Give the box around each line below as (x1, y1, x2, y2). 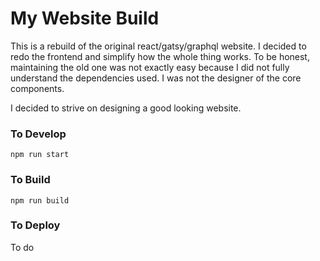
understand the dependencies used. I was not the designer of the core (10, 72, 302, 84)
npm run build (10, 195, 70, 206)
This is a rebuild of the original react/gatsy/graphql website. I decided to (10, 40, 307, 52)
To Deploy (10, 218, 61, 232)
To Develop (10, 127, 67, 141)
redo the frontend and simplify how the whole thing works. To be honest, (10, 50, 310, 62)
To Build (10, 173, 51, 187)
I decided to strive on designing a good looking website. (10, 102, 242, 114)
